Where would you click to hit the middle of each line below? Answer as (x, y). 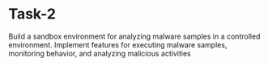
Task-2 (32, 14)
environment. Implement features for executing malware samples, (118, 44)
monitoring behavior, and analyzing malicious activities (100, 53)
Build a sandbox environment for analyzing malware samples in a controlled (134, 36)
